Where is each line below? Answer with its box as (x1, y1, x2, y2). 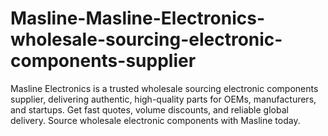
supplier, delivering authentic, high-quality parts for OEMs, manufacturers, (10, 93, 317, 105)
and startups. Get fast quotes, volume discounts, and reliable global (10, 103, 289, 116)
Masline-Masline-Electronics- (10, 7, 265, 30)
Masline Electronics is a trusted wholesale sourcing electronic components (10, 82, 319, 94)
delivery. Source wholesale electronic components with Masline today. (10, 114, 301, 126)
